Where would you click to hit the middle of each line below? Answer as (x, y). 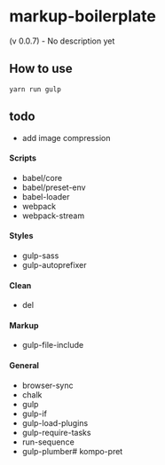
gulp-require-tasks (56, 432)
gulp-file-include (53, 345)
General (24, 365)
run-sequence (48, 442)
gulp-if (34, 414)
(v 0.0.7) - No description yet (62, 41)
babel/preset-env (54, 187)
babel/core (42, 177)
